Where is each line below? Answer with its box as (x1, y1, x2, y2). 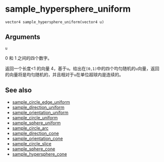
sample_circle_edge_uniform (12, 99, 70, 105)
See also (5, 86, 32, 94)
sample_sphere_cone (12, 146, 55, 152)
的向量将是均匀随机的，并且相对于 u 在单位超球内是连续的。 (5, 71, 124, 77)
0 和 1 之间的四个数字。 (5, 55, 53, 61)
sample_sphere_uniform (12, 120, 61, 126)
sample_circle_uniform (12, 115, 58, 120)
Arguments (5, 33, 41, 41)
